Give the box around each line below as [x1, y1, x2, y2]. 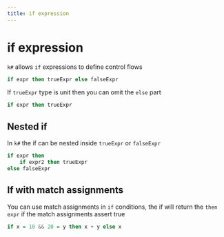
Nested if [7, 121, 48, 132]
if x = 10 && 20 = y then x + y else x [7, 223, 122, 230]
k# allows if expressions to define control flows [7, 63, 143, 71]
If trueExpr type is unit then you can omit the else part [7, 88, 162, 96]
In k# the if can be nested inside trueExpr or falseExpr [7, 139, 161, 147]
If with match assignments [7, 184, 124, 196]
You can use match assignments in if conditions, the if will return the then [7, 203, 218, 211]
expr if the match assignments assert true [7, 209, 125, 218]
